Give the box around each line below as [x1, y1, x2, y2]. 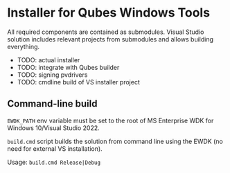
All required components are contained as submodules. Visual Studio [7, 28, 204, 36]
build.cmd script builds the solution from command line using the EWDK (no [7, 137, 223, 145]
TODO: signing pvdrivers [17, 71, 88, 79]
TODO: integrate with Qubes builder [17, 63, 120, 71]
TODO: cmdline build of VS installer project [17, 78, 140, 86]
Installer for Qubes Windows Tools [7, 5, 210, 21]
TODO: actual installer [17, 55, 80, 64]
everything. [7, 42, 40, 51]
